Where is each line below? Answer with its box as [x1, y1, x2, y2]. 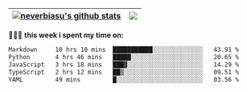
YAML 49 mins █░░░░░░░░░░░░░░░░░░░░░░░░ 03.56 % [8, 75, 240, 83]
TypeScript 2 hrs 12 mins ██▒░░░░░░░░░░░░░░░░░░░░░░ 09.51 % [8, 68, 240, 76]
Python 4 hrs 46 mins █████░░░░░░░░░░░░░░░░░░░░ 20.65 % [8, 53, 240, 61]
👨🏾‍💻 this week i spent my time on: [8, 30, 125, 39]
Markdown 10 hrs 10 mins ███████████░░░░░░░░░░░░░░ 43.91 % [8, 46, 240, 54]
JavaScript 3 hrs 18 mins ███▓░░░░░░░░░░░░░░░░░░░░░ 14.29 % [8, 60, 240, 69]
